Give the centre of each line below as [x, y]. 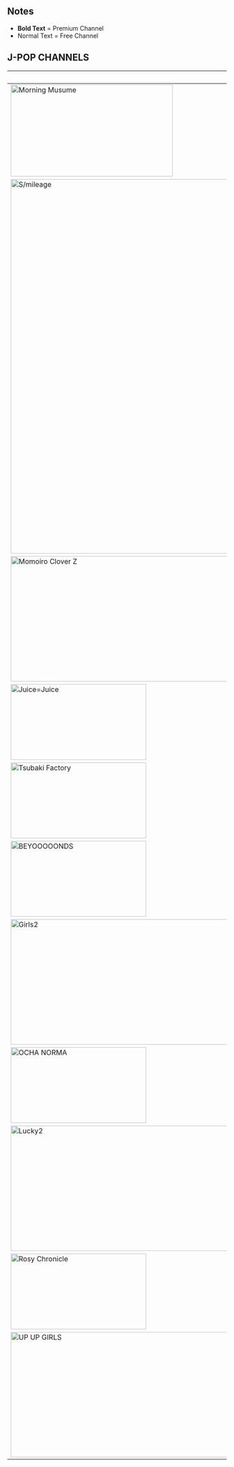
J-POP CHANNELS [48, 57]
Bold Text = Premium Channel [61, 28]
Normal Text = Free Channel [58, 36]
